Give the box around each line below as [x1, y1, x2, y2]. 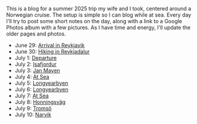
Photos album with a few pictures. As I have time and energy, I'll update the [6, 24, 191, 31]
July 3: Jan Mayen [14, 67, 61, 74]
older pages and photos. [6, 30, 67, 37]
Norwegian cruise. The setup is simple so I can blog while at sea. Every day [6, 11, 192, 18]
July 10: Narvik [14, 111, 52, 118]
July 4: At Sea [14, 74, 49, 80]
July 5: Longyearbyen [14, 80, 68, 87]
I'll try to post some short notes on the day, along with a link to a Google [6, 18, 183, 24]
